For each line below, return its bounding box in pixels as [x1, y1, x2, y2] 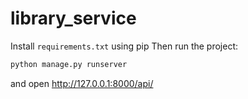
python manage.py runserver [10, 59, 128, 69]
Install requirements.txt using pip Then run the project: [10, 40, 239, 52]
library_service [10, 7, 137, 30]
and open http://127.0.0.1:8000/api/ [10, 77, 154, 89]
